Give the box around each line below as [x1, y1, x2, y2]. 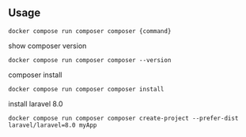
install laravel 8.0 [8, 98, 63, 109]
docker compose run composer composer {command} [8, 27, 172, 35]
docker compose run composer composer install [8, 85, 165, 93]
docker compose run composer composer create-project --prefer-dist [8, 114, 239, 122]
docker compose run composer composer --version [8, 56, 172, 64]
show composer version [8, 41, 87, 50]
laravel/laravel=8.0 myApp [8, 121, 97, 129]
